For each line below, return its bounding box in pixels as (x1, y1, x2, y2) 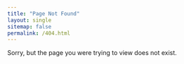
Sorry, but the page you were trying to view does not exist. (7, 49, 177, 57)
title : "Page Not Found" (7, 10, 80, 17)
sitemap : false (7, 23, 52, 30)
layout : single (7, 17, 52, 24)
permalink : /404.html (7, 29, 71, 37)
